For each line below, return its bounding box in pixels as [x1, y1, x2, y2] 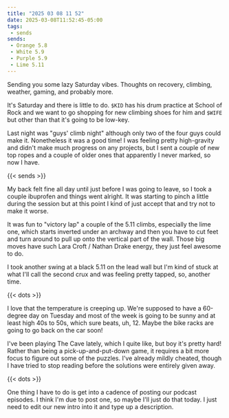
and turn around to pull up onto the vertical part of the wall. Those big [7, 235, 205, 243]
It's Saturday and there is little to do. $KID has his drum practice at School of [7, 101, 222, 109]
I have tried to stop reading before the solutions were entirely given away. [7, 361, 215, 369]
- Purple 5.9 [10, 55, 48, 62]
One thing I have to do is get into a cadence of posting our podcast [7, 388, 197, 396]
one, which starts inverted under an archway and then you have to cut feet [7, 227, 219, 236]
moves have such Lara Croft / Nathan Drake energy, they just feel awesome [7, 242, 221, 250]
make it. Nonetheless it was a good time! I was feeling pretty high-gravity [7, 136, 215, 145]
